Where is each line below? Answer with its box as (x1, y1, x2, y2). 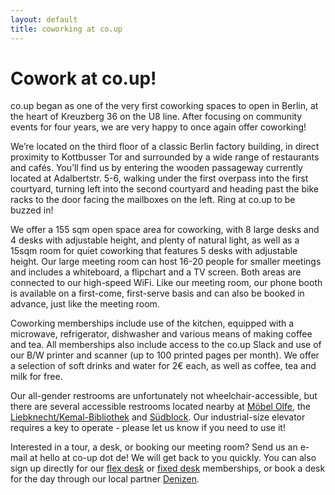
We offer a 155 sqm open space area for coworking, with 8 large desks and (10, 224, 320, 236)
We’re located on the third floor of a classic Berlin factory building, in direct (10, 141, 320, 153)
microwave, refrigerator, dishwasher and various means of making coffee (10, 328, 313, 340)
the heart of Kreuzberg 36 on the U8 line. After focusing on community (10, 111, 303, 123)
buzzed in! (10, 204, 54, 216)
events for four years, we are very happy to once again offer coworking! (10, 121, 307, 133)
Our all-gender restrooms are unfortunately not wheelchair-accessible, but (10, 390, 318, 402)
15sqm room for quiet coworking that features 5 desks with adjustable (10, 245, 298, 257)
